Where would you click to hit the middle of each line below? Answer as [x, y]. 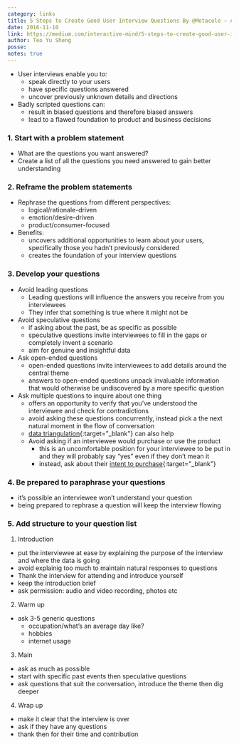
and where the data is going [59, 561]
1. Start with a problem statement [66, 138]
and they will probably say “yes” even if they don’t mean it [124, 456]
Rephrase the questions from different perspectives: [94, 202]
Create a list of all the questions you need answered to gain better [114, 161]
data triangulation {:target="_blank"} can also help [101, 433]
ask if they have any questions [62, 727]
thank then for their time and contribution [78, 734]
